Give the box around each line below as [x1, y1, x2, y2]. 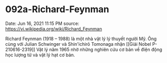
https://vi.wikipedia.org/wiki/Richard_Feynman [5, 25, 103, 31]
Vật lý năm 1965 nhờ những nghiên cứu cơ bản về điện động [36, 46, 162, 52]
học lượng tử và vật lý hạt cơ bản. [5, 52, 75, 58]
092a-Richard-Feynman [5, 4, 109, 15]
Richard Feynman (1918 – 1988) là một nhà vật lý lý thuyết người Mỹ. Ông [5, 36, 157, 42]
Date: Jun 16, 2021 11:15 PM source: [5, 20, 80, 26]
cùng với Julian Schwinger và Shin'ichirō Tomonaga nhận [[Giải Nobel [5, 41, 151, 47]
